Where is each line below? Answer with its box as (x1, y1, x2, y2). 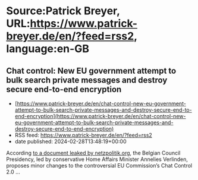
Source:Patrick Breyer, (6, 4, 120, 18)
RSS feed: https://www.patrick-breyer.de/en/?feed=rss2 (14, 132, 153, 138)
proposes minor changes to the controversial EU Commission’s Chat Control (6, 162, 192, 169)
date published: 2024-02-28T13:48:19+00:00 (14, 138, 127, 145)
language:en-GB (6, 42, 90, 56)
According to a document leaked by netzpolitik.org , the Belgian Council (6, 150, 181, 156)
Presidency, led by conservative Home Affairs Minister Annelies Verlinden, (6, 156, 188, 163)
